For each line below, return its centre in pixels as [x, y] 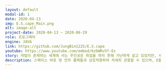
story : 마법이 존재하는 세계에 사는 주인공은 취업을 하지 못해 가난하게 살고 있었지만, [81, 55]
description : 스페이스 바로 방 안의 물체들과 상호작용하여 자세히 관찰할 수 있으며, [80, 60]
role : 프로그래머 [20, 37]
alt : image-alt [21, 28]
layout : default [22, 10]
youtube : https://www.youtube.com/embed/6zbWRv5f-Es [61, 51]
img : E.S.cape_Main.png [30, 23]
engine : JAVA [19, 42]
